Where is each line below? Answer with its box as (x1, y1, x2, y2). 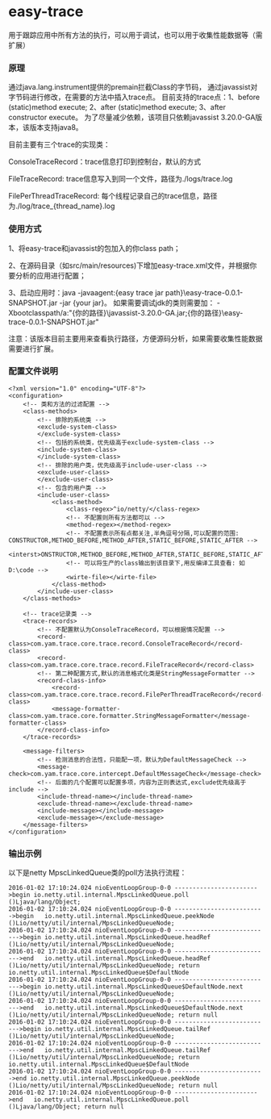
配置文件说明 (8, 365, 59, 377)
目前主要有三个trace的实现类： (8, 140, 110, 149)
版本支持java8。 (29, 123, 83, 132)
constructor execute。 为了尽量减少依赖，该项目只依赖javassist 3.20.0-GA (8, 112, 256, 123)
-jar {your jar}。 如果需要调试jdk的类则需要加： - (59, 298, 220, 307)
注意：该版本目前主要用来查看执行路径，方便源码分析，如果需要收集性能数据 (8, 333, 263, 343)
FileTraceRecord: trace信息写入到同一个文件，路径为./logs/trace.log (8, 174, 233, 184)
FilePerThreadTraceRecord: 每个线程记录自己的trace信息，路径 (8, 191, 218, 201)
